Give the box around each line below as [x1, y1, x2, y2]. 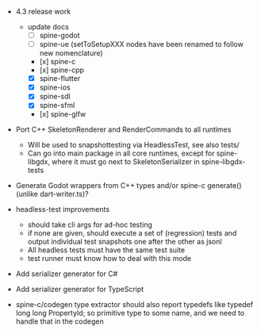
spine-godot [39, 31, 81, 40]
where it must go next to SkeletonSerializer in [51, 157, 200, 167]
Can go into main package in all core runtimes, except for [27, 148, 215, 158]
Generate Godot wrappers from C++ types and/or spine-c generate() [15, 181, 242, 190]
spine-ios [39, 83, 71, 92]
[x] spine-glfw [39, 109, 86, 119]
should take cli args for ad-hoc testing [27, 220, 153, 229]
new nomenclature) [39, 48, 103, 58]
